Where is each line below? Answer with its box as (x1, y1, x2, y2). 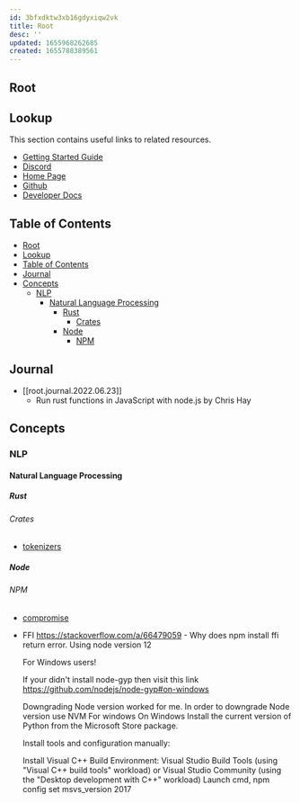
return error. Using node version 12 (22, 639, 152, 650)
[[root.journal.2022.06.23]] (22, 385, 123, 396)
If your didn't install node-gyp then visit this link (22, 674, 199, 685)
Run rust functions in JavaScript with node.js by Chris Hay (35, 395, 251, 406)
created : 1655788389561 (9, 47, 99, 56)
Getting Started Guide (22, 152, 103, 163)
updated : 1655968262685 (9, 38, 99, 48)
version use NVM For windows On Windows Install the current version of (22, 711, 292, 722)
